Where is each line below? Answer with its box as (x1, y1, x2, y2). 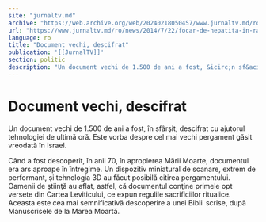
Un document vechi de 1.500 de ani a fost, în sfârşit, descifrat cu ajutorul (8, 124, 245, 133)
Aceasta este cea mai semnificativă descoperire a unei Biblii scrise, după (8, 197, 247, 207)
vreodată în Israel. (8, 140, 67, 150)
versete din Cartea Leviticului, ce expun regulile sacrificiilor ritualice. (8, 189, 231, 199)
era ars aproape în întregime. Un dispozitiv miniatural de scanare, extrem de (8, 164, 256, 174)
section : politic (8, 56, 66, 64)
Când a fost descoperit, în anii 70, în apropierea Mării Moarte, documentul (8, 155, 249, 165)
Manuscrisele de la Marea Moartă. (8, 206, 120, 216)
